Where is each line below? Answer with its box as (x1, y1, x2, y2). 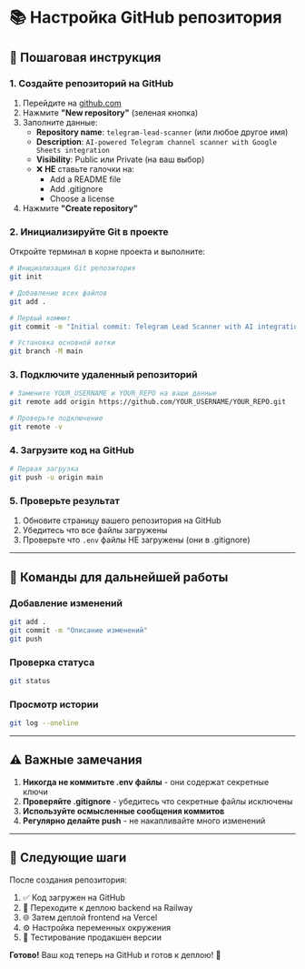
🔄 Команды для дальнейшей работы (9, 570, 229, 585)
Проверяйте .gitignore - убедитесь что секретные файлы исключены (22, 795, 293, 806)
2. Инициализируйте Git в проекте (9, 225, 169, 237)
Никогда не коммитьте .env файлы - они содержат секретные (22, 776, 270, 787)
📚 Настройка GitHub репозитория (9, 7, 282, 28)
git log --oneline (9, 719, 79, 728)
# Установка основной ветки (9, 338, 116, 348)
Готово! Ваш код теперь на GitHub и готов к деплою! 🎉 (9, 949, 221, 960)
